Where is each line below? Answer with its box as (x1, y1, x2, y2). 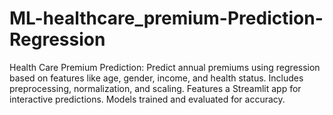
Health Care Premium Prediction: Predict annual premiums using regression (9, 61, 321, 73)
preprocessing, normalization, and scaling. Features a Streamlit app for (9, 82, 302, 94)
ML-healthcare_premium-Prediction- (9, 7, 324, 30)
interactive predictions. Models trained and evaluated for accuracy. (9, 93, 286, 105)
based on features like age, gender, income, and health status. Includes (9, 72, 304, 84)
